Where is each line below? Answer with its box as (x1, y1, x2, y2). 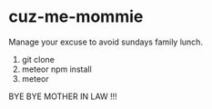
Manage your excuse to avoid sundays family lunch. (8, 36, 204, 47)
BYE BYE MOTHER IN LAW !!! (8, 91, 117, 102)
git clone (21, 54, 56, 64)
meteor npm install (21, 64, 92, 74)
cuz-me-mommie (8, 6, 144, 27)
